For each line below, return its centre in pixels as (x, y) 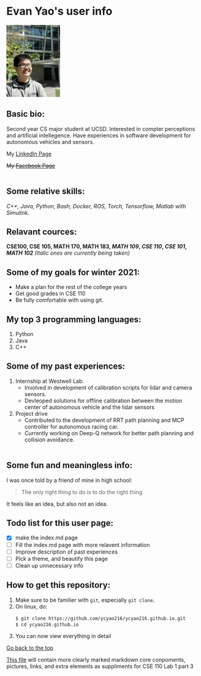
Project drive (31, 413)
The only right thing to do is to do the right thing (82, 492)
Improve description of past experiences (66, 552)
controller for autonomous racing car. (71, 426)
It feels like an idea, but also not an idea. (57, 504)
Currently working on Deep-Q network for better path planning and (109, 433)
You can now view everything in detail (63, 636)
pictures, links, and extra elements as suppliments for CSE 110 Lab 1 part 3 (100, 666)
